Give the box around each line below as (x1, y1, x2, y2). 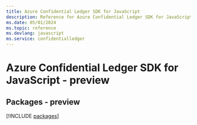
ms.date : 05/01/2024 (6, 19, 57, 25)
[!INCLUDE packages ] (6, 113, 59, 119)
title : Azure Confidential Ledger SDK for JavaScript (6, 8, 141, 15)
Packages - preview (6, 97, 80, 107)
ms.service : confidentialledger (6, 36, 85, 42)
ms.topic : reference (6, 25, 57, 31)
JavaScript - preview (6, 74, 110, 87)
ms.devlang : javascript (6, 31, 64, 36)
